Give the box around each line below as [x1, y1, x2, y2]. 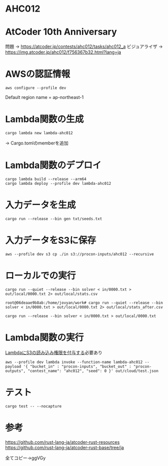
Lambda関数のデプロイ [5, 160, 102, 171]
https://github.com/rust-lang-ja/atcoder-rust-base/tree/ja [5, 444, 124, 450]
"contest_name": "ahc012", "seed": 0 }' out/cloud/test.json [27, 368, 158, 374]
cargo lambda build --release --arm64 [5, 176, 87, 182]
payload [5, 364, 22, 369]
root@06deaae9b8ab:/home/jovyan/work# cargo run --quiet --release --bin [5, 300, 163, 305]
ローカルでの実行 [5, 270, 76, 281]
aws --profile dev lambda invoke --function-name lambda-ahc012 [5, 359, 143, 365]
